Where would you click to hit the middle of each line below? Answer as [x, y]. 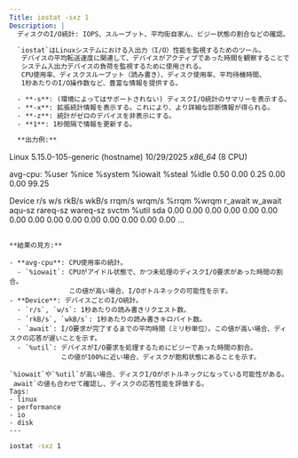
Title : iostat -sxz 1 [49, 17]
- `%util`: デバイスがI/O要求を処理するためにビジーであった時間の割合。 [137, 348]
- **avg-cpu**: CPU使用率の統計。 [68, 263]
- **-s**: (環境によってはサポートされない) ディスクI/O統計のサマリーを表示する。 [154, 99]
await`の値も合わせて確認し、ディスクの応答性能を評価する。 [110, 384]
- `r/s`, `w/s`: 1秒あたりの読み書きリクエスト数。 [104, 310]
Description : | [37, 26]
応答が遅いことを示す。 [65, 339]
